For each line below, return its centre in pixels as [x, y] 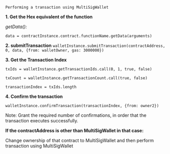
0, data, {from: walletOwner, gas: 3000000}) [55, 50]
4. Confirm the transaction [34, 96]
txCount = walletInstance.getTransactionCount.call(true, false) [76, 78]
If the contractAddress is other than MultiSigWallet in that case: [75, 131]
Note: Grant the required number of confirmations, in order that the [76, 115]
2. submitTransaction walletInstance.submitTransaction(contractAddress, [85, 45]
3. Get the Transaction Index [36, 60]
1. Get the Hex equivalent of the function [49, 17]
